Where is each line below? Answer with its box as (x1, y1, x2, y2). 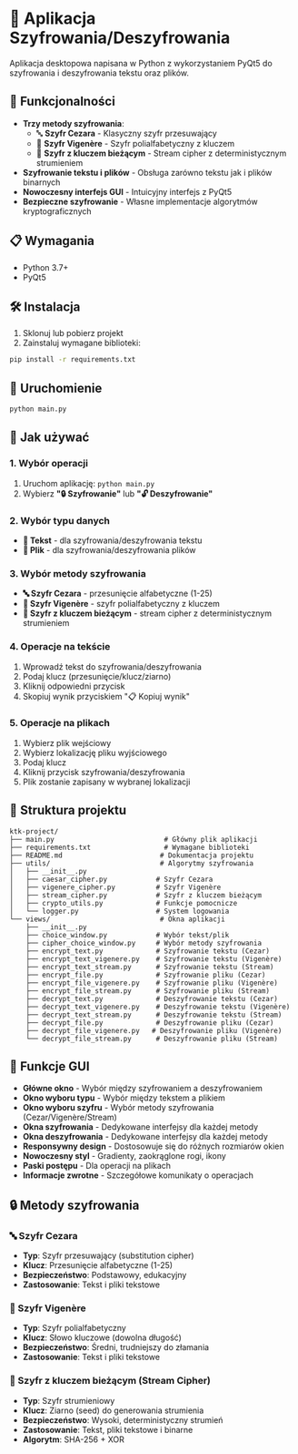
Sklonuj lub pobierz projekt (22, 328, 124, 339)
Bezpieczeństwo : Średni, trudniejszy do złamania (22, 1342, 210, 1353)
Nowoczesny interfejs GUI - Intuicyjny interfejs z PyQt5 (22, 186, 233, 197)
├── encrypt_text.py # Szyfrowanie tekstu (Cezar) (25, 947, 271, 956)
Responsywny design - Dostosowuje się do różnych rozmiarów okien (22, 1141, 284, 1152)
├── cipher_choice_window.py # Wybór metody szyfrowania (25, 938, 262, 947)
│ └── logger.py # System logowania (9, 906, 230, 916)
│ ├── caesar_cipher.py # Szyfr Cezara (9, 875, 214, 884)
